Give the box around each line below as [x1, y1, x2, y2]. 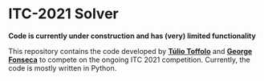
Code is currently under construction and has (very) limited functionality [8, 31, 257, 40]
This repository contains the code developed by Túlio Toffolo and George [8, 46, 253, 56]
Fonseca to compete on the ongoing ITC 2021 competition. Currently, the [8, 55, 250, 64]
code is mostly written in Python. [8, 63, 117, 72]
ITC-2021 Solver [8, 5, 119, 23]
